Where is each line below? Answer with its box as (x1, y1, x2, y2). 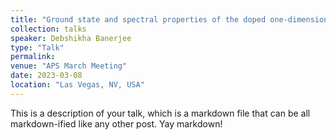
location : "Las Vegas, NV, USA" (10, 80, 145, 90)
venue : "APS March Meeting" (10, 61, 128, 71)
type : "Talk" (10, 42, 65, 53)
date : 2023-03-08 (10, 71, 83, 81)
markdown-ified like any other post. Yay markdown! (10, 117, 223, 130)
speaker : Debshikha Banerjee (10, 33, 132, 43)
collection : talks (10, 24, 87, 34)
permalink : (10, 52, 56, 62)
